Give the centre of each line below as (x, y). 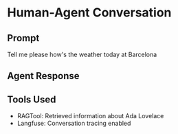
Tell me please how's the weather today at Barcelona (82, 54)
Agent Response (43, 76)
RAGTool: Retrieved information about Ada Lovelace (90, 116)
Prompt (23, 38)
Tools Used (32, 99)
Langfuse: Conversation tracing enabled (74, 123)
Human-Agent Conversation (89, 13)
